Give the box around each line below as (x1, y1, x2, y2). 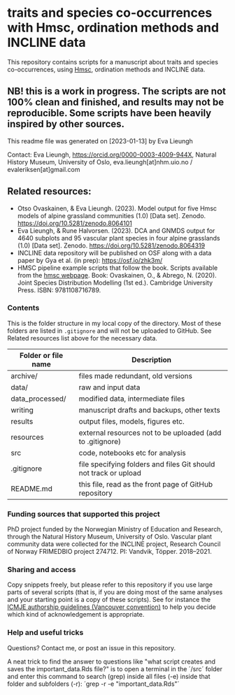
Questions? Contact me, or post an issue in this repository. (7, 643, 176, 652)
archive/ (10, 371, 38, 380)
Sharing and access (7, 565, 76, 575)
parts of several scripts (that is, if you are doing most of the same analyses (7, 588, 223, 596)
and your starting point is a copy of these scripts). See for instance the (7, 596, 211, 604)
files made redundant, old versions (78, 371, 192, 380)
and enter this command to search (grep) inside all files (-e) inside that (7, 672, 211, 680)
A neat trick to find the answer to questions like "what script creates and (7, 657, 215, 666)
